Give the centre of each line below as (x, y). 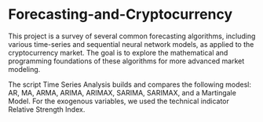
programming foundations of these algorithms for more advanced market (126, 61)
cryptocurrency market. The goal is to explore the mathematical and (118, 52)
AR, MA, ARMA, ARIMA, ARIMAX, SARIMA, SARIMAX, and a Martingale (122, 92)
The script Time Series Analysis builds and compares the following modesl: (130, 84)
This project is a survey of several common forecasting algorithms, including (132, 36)
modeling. (24, 69)
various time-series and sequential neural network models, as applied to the (131, 44)
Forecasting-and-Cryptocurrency (121, 14)
